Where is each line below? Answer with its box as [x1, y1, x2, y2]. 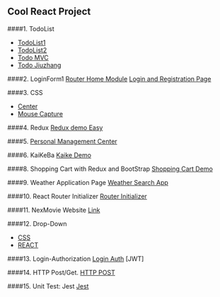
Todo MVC [17, 53, 50, 62]
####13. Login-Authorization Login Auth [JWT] [7, 254, 144, 263]
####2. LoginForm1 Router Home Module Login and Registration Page [7, 74, 212, 83]
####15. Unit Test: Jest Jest [7, 281, 89, 290]
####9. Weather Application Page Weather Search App [7, 178, 168, 186]
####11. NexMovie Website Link [7, 206, 100, 214]
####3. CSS [7, 88, 43, 96]
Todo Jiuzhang [17, 60, 62, 69]
